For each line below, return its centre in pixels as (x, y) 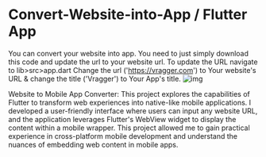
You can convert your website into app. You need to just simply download (128, 53)
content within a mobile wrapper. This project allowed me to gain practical (129, 128)
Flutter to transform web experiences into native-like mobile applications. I (130, 102)
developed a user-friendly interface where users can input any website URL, (133, 111)
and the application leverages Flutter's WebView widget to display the (122, 119)
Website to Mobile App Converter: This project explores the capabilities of (129, 94)
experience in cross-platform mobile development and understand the (123, 136)
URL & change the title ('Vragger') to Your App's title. (94, 78)
